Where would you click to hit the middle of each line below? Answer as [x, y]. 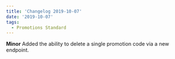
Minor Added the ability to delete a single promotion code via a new [87, 44]
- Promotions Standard [39, 27]
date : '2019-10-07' [30, 17]
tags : [13, 22]
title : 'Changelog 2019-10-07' [44, 11]
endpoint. [17, 50]
